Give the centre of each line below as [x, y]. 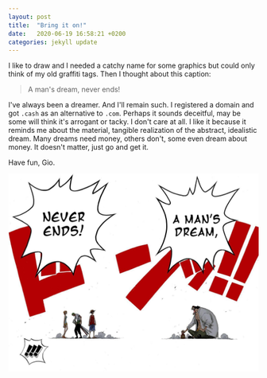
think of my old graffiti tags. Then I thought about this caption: [110, 74]
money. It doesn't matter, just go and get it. [79, 147]
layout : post [30, 17]
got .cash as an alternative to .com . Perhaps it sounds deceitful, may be [124, 113]
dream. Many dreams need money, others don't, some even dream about [128, 138]
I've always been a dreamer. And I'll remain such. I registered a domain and [131, 105]
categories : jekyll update [53, 42]
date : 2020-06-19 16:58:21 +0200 [67, 33]
